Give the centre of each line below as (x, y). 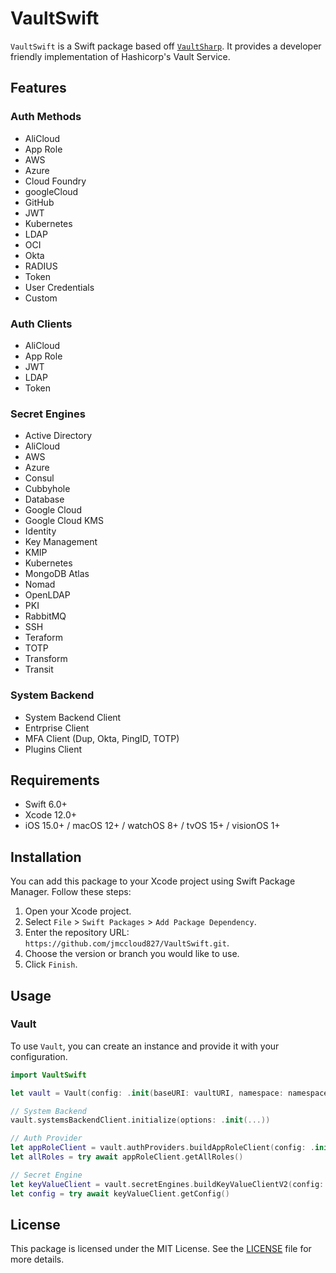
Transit (39, 669)
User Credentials (59, 287)
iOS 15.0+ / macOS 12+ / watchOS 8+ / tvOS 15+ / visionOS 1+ (152, 826)
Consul (39, 478)
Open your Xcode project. (78, 911)
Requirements (55, 780)
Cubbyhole (47, 489)
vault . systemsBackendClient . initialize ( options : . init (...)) (140, 1120)
